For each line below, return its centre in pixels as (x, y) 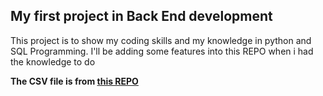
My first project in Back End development (141, 16)
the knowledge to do (53, 61)
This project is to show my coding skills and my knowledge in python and (161, 40)
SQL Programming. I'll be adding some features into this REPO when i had (162, 51)
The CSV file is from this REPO (74, 81)
